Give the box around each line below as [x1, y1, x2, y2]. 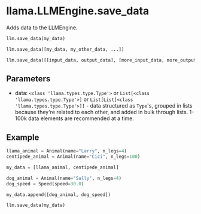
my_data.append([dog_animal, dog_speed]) [6, 191, 111, 198]
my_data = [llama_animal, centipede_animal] [6, 164, 119, 170]
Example [6, 132, 39, 142]
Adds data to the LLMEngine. [6, 24, 78, 31]
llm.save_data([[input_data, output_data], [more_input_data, [6, 57, 165, 63]
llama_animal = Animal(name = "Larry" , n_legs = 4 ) [6, 148, 127, 154]
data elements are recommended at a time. [28, 115, 135, 122]
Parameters [6, 74, 51, 84]
